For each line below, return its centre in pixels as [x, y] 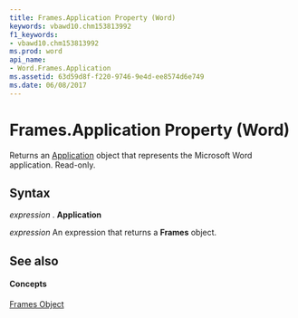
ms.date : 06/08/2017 [48, 85]
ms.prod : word [36, 52]
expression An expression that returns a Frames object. [113, 233]
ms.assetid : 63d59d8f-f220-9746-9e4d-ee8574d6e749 [107, 77]
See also [34, 260]
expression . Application [56, 215]
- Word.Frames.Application [60, 69]
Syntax [30, 193]
